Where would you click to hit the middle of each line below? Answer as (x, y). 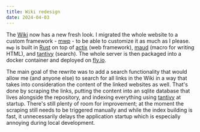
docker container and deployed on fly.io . (56, 60)
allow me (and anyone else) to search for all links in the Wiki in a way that (97, 78)
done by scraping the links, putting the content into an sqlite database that (98, 91)
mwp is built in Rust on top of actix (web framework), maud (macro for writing (100, 47)
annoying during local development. (51, 122)
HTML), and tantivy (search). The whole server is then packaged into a (94, 53)
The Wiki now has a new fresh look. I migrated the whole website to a (92, 34)
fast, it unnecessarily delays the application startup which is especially (93, 116)
